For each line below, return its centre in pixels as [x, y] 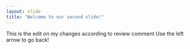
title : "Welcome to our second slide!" [55, 17]
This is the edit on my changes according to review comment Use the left [95, 33]
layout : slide [24, 11]
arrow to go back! [27, 40]
